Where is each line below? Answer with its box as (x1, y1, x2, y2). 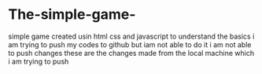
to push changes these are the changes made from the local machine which (8, 48, 254, 57)
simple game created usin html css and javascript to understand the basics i (8, 31, 255, 41)
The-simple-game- (8, 6, 136, 24)
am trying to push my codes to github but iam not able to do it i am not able (8, 39, 252, 49)
